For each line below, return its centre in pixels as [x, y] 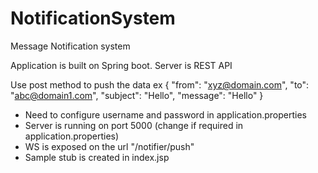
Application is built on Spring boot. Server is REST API [121, 65]
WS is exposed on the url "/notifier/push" [109, 146]
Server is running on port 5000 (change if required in [134, 125]
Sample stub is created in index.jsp [97, 157]
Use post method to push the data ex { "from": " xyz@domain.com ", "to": [160, 84]
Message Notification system [70, 46]
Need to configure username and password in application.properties [165, 114]
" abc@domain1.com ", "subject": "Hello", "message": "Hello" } [137, 95]
